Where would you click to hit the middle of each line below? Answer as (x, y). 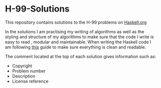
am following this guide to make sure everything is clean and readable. (76, 47)
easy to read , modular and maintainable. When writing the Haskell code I (78, 42)
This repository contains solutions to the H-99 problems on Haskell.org (76, 22)
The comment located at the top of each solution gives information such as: (81, 56)
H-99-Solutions (37, 9)
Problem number (29, 71)
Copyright (22, 66)
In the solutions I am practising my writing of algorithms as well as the (75, 31)
